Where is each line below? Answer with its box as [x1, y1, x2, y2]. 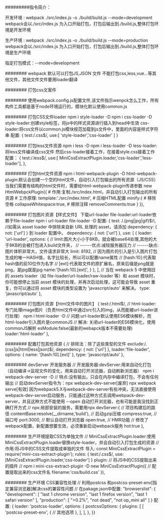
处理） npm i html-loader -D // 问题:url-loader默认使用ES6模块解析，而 [9, 313, 151, 319]
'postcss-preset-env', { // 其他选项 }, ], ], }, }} [5, 509, 96, 515]
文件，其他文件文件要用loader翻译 [9, 76, 78, 82]
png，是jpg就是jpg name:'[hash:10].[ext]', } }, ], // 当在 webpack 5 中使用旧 [5, 267, 156, 272]
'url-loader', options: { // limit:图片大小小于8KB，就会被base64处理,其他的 [5, 236, 153, 242]
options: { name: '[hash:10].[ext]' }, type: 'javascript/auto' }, [5, 352, 124, 357]
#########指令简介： [5, 4, 51, 10]
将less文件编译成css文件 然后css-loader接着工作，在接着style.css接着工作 [5, 149, 155, 154]
